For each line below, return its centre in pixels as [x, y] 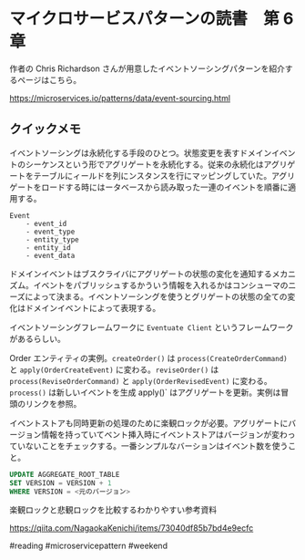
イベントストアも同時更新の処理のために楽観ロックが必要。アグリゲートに [149, 423]
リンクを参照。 [53, 403]
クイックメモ [46, 129]
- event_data [51, 255]
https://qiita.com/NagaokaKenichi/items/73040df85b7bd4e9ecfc [132, 528]
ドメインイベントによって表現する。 [93, 307]
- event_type [51, 232]
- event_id [46, 223]
